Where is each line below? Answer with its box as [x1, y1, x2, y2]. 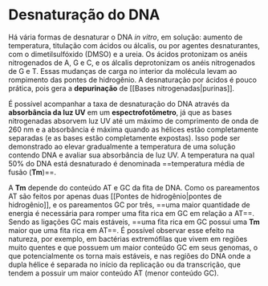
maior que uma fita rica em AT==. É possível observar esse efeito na [8, 225, 234, 235]
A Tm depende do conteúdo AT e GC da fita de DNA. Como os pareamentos [8, 182, 260, 192]
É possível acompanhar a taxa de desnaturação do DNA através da [8, 99, 230, 108]
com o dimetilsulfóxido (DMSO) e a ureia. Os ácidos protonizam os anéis [8, 49, 248, 59]
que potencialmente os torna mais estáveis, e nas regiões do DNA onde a [8, 251, 251, 260]
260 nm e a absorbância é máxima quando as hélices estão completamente [8, 125, 259, 134]
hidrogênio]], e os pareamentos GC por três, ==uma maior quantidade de [8, 199, 250, 210]
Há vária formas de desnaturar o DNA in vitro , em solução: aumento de [8, 32, 243, 42]
